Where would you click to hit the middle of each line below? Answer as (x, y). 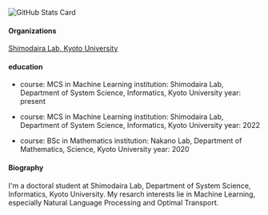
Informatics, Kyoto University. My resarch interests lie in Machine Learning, (132, 194)
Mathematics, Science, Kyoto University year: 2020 (104, 149)
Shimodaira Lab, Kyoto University (63, 49)
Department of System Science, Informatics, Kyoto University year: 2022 (140, 125)
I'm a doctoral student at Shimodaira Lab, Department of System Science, (130, 185)
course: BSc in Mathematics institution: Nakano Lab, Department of (131, 141)
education (26, 66)
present (32, 102)
